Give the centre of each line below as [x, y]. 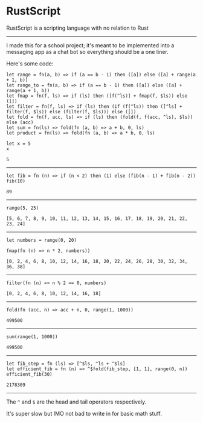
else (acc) [20, 122]
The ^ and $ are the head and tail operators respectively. [76, 402]
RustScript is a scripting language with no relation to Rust [78, 28]
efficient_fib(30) [29, 374]
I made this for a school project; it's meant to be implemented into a [90, 45]
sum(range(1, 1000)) [32, 337]
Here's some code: [30, 63]
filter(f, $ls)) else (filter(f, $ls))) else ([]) [71, 112]
